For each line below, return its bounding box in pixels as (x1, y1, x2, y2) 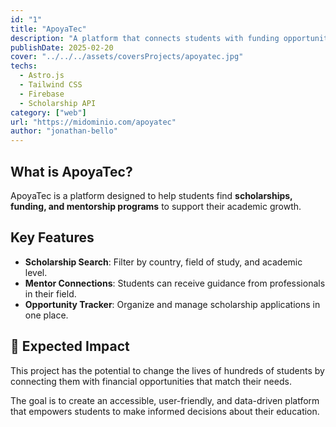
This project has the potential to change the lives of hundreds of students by (10, 364, 325, 376)
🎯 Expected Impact (10, 338, 130, 355)
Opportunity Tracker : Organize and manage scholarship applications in (24, 298, 321, 310)
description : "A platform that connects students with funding (10, 33, 280, 43)
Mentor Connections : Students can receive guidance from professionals (24, 277, 326, 289)
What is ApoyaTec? (10, 163, 133, 180)
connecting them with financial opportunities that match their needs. (10, 375, 292, 387)
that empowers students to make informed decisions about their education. (10, 405, 320, 417)
